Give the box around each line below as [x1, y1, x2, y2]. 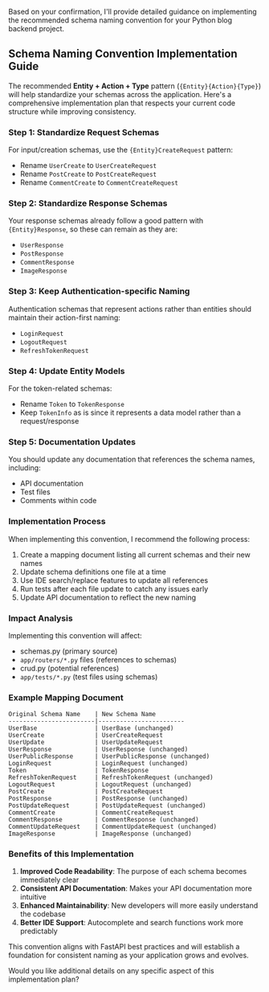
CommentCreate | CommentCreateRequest [8, 809, 174, 817]
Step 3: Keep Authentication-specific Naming [8, 285, 190, 297]
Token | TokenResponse [8, 767, 149, 775]
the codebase [19, 909, 67, 919]
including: [8, 463, 42, 473]
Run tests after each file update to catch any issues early [19, 584, 209, 593]
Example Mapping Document [8, 691, 124, 703]
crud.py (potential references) [19, 663, 120, 673]
